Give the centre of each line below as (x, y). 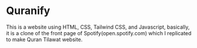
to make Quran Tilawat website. (44, 39)
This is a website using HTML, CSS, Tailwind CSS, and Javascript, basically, (98, 27)
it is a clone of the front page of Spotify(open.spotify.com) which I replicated (99, 33)
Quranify (28, 11)
